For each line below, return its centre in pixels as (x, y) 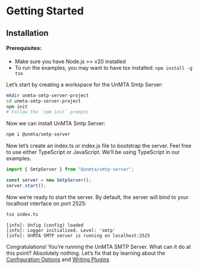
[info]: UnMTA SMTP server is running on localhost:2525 (78, 236)
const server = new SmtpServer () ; (49, 180)
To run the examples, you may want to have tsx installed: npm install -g (104, 67)
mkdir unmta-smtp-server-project (48, 95)
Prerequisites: (24, 48)
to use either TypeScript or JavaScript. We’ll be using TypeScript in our (93, 152)
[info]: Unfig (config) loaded (45, 225)
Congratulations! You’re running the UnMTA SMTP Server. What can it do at (99, 246)
